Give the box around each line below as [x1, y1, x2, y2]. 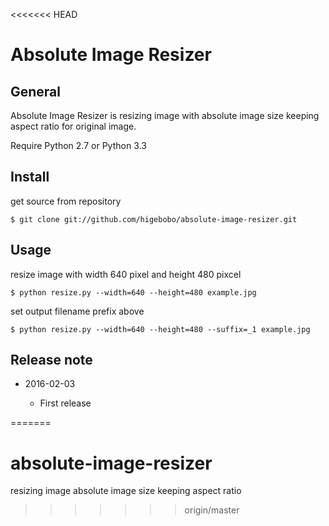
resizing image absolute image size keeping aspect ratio [10, 485, 242, 497]
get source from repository [10, 195, 122, 207]
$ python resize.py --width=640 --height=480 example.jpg [10, 287, 257, 298]
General [10, 83, 62, 100]
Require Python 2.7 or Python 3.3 [10, 140, 147, 151]
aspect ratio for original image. [10, 120, 137, 132]
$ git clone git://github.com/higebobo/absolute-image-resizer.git [10, 214, 298, 224]
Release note [10, 352, 93, 369]
